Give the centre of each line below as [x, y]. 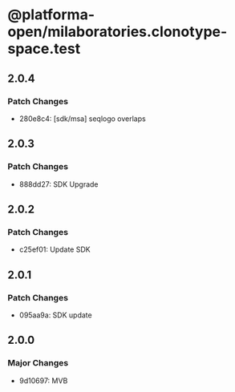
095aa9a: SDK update [56, 315]
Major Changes [38, 363]
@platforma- [51, 15]
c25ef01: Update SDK [55, 249]
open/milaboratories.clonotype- [118, 32]
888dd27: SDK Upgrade [59, 184]
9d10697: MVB [43, 380]
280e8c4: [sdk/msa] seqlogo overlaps [82, 119]
